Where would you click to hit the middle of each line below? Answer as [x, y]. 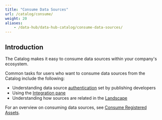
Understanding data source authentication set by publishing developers [84, 88]
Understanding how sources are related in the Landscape [70, 98]
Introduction [24, 47]
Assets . [13, 112]
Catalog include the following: [35, 78]
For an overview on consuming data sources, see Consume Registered [76, 107]
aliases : [14, 23]
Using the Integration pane [39, 93]
